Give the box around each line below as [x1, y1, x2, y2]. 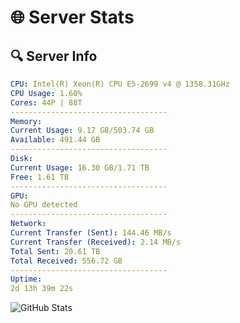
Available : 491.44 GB [10, 135, 101, 145]
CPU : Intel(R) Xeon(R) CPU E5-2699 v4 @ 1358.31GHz [10, 79, 230, 89]
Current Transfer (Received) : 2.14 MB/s [10, 237, 182, 247]
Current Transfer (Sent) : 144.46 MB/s [10, 228, 172, 238]
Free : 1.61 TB [10, 172, 70, 182]
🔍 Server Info [10, 47, 98, 65]
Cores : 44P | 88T [10, 97, 83, 108]
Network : [10, 219, 47, 229]
